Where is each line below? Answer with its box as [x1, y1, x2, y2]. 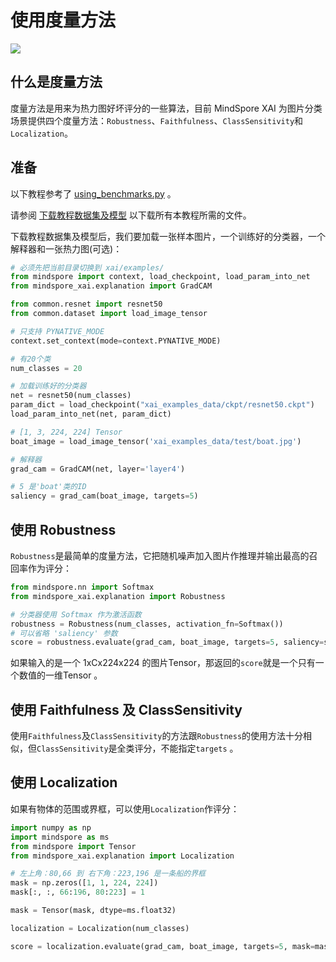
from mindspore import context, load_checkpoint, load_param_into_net [10, 272, 311, 282]
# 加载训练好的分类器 [10, 381, 87, 391]
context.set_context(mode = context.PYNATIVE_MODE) [10, 336, 222, 346]
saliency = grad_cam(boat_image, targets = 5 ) [10, 491, 199, 501]
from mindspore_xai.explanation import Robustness [10, 591, 226, 601]
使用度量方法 [10, 9, 117, 32]
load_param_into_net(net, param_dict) [10, 409, 172, 420]
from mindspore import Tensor [10, 841, 137, 851]
